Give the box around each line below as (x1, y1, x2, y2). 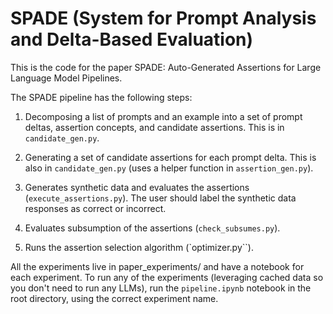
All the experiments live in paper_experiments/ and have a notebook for (10, 260, 305, 272)
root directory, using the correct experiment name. (10, 292, 219, 304)
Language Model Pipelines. (10, 72, 123, 84)
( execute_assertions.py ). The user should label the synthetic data (24, 192, 297, 204)
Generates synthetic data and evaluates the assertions (24, 181, 250, 193)
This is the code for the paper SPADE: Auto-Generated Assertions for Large (10, 61, 322, 73)
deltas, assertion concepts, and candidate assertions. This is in (24, 121, 285, 133)
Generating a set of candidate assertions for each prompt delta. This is (24, 151, 317, 163)
